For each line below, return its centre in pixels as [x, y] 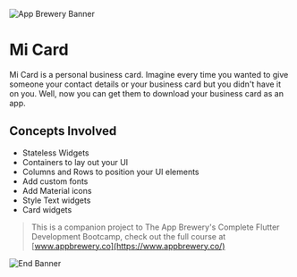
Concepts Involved [63, 131]
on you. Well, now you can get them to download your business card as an [147, 93]
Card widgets [47, 209]
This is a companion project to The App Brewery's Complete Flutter [155, 227]
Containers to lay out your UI [75, 162]
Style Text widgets [56, 200]
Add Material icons [57, 190]
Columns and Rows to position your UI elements [110, 172]
